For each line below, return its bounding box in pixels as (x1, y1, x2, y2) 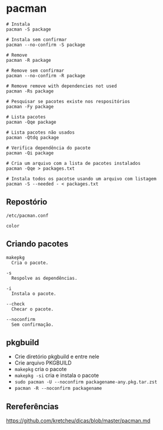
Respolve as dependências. (11, 275, 78, 281)
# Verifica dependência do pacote (6, 145, 91, 151)
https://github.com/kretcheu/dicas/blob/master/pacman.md (6, 417, 151, 424)
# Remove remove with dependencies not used (6, 83, 117, 89)
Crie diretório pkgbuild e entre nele (14, 353, 99, 360)
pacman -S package (6, 26, 51, 32)
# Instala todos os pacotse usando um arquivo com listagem (6, 176, 157, 181)
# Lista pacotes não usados (6, 129, 75, 135)
